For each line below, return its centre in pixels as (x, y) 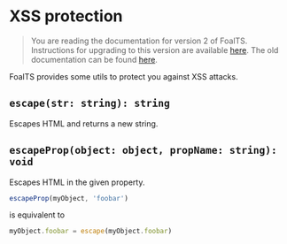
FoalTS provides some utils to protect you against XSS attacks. (124, 76)
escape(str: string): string (90, 103)
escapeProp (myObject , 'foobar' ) (69, 198)
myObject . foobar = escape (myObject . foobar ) (91, 232)
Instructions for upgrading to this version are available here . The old (155, 50)
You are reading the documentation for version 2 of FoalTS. (139, 41)
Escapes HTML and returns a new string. (84, 123)
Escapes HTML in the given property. (77, 182)
